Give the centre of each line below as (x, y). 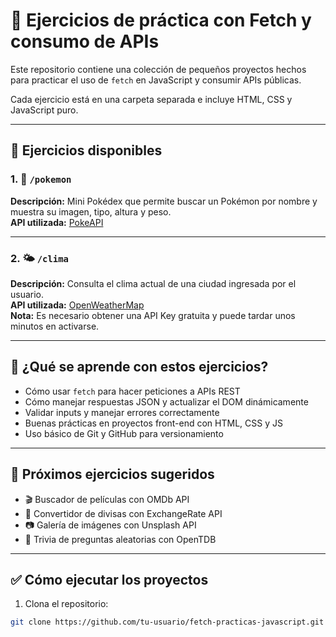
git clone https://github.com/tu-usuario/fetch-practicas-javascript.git (167, 622)
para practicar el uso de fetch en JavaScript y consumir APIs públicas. (156, 80)
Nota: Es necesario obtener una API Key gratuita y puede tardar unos (153, 315)
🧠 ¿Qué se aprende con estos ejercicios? (139, 367)
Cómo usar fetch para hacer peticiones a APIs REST (132, 391)
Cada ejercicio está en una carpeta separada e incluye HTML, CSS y (151, 99)
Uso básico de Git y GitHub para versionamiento (124, 433)
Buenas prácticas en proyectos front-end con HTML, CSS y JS (153, 423)
